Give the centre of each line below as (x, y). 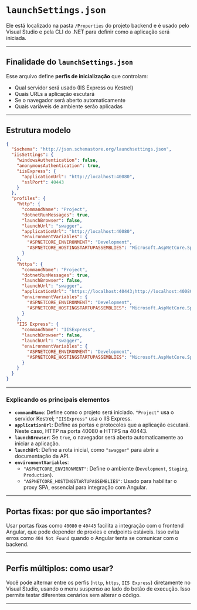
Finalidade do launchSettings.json (70, 62)
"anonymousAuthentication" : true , (59, 166)
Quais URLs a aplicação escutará (55, 94)
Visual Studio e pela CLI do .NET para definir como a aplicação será (88, 32)
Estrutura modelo (39, 130)
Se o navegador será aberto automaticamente (70, 100)
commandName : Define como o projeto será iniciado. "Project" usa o (94, 412)
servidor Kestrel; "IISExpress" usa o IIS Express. (73, 419)
